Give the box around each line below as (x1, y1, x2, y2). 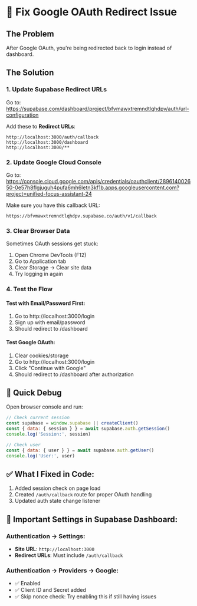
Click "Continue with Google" (14, 364, 86, 371)
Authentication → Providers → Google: (6, 566, 119, 574)
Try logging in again (14, 271, 64, 278)
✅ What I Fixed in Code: (6, 469, 94, 479)
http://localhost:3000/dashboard (6, 139, 88, 145)
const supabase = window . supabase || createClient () (6, 420, 139, 426)
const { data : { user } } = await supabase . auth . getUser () (6, 447, 155, 453)
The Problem (6, 29, 54, 39)
